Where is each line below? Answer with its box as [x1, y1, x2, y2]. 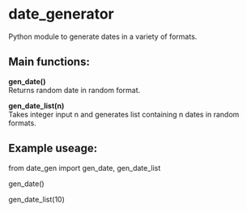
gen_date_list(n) [8, 100, 65, 110]
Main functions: [8, 55, 91, 69]
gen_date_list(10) [8, 194, 65, 204]
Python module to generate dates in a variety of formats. [8, 32, 198, 41]
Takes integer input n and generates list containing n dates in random [8, 109, 240, 119]
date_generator [8, 5, 115, 23]
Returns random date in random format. [8, 85, 141, 95]
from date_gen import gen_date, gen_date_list [8, 163, 161, 172]
